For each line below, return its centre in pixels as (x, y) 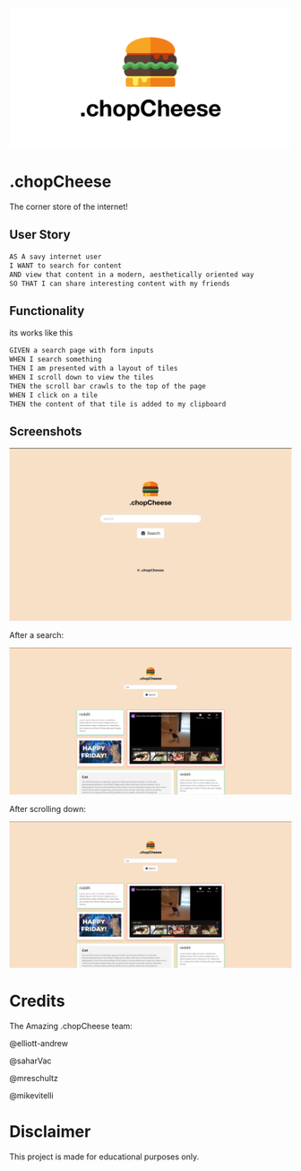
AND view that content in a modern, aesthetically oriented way (132, 275)
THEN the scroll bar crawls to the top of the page (107, 386)
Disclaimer (50, 1132)
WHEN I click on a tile (54, 395)
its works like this (41, 332)
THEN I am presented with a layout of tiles (94, 368)
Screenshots (46, 431)
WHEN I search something (56, 359)
